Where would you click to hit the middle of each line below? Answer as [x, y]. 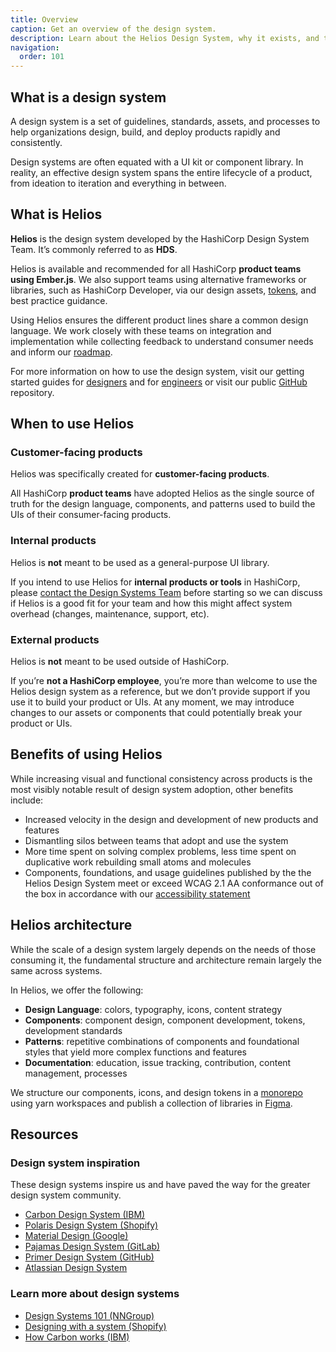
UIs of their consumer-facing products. [91, 515]
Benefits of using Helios [86, 754]
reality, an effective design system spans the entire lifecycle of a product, [161, 172]
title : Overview [44, 19]
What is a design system [88, 97]
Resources [44, 1134]
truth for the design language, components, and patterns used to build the [163, 504]
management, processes [76, 1073]
